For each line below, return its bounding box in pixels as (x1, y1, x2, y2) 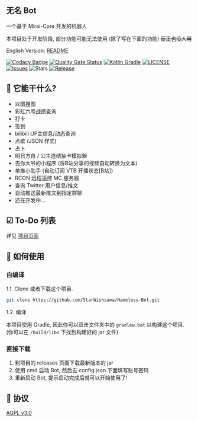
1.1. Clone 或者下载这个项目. (6, 285, 73, 292)
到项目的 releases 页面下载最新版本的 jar (14, 359, 113, 366)
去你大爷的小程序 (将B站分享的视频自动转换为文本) (14, 159, 138, 167)
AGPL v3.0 (6, 410, 33, 417)
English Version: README (6, 47, 69, 54)
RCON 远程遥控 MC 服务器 (14, 174, 79, 181)
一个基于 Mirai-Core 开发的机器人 (6, 23, 87, 30)
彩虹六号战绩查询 (14, 107, 57, 114)
